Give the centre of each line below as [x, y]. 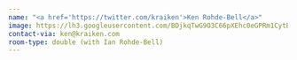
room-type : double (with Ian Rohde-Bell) [86, 42]
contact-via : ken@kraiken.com [64, 34]
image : [20, 26]
